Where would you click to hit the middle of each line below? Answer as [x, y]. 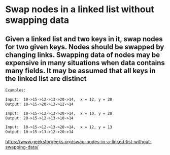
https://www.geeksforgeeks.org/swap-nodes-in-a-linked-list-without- [79, 142]
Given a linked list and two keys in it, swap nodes [84, 39]
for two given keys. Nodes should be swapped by [85, 47]
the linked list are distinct [46, 79]
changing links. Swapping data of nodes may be [83, 55]
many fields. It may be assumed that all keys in [80, 70]
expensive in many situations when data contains [85, 63]
